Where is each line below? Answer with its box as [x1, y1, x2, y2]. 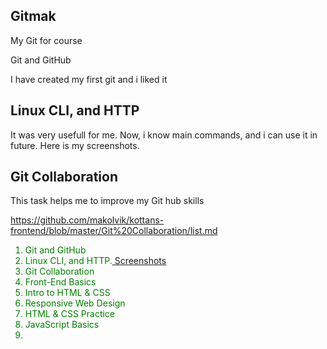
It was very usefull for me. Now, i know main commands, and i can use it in [10, 129, 318, 141]
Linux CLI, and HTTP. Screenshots [24, 255, 167, 267]
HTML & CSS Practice [24, 308, 116, 320]
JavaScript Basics [24, 319, 100, 331]
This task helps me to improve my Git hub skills [10, 195, 205, 207]
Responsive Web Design [24, 297, 126, 309]
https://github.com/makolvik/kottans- [10, 214, 165, 226]
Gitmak [10, 8, 57, 25]
